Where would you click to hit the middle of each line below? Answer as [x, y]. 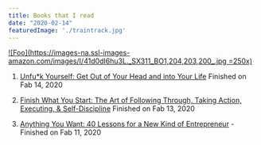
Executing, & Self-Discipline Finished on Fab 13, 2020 [107, 109]
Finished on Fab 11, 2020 [60, 132]
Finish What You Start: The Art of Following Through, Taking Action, [130, 101]
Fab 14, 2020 [41, 85]
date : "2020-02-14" [41, 23]
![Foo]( [19, 53]
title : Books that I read [51, 15]
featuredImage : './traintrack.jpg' [67, 30]
